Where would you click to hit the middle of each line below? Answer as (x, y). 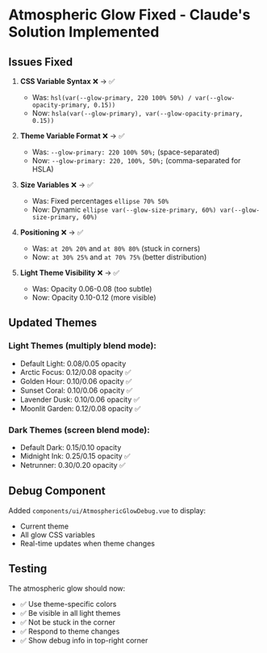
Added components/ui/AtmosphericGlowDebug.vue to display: (107, 510)
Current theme (44, 526)
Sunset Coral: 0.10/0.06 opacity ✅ (76, 390)
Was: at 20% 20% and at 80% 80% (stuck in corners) (116, 249)
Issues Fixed (41, 62)
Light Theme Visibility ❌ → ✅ (69, 273)
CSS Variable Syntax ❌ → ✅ (67, 81)
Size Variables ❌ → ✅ (57, 185)
